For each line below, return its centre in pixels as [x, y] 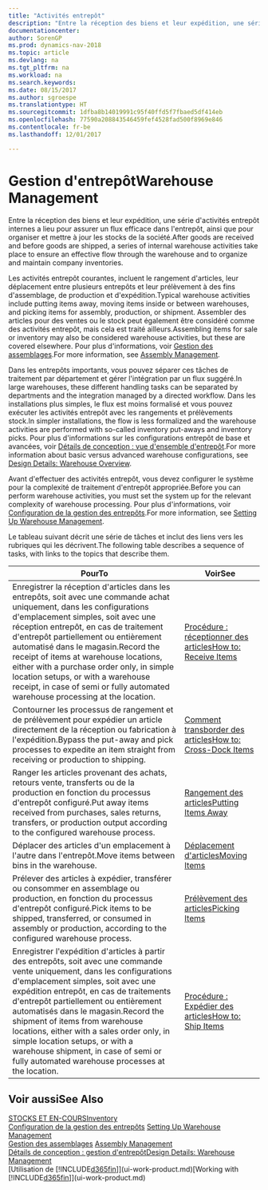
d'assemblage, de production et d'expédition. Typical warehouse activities [129, 295]
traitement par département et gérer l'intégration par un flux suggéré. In [125, 378]
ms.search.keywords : [43, 82]
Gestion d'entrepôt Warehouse [111, 181]
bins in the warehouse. [55, 865]
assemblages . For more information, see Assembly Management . [114, 354]
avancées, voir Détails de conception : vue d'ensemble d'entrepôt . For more [132, 446]
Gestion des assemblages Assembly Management [91, 1144]
